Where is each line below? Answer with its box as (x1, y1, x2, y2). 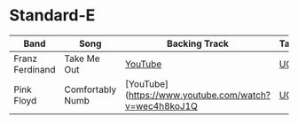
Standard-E (9, 5, 96, 26)
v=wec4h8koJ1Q (124, 99, 198, 112)
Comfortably (64, 83, 117, 96)
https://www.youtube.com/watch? (128, 89, 271, 101)
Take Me (64, 52, 100, 65)
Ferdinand (13, 63, 56, 75)
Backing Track (167, 37, 229, 50)
